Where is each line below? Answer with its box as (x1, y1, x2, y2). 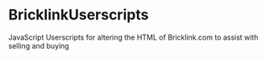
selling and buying (8, 40, 70, 50)
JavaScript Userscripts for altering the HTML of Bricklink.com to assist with (8, 32, 259, 42)
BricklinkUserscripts (8, 6, 149, 24)
